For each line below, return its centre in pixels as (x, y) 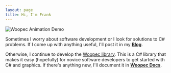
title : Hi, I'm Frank (28, 15)
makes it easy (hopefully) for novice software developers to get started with (85, 59)
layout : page (19, 10)
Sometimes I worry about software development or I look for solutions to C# (85, 39)
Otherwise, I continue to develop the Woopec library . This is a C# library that (86, 54)
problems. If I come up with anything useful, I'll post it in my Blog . (74, 44)
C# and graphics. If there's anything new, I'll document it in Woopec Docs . (84, 65)
